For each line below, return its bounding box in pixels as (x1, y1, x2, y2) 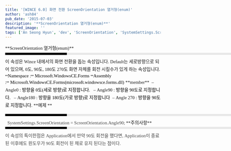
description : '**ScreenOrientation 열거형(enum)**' (5, 21, 111, 26)
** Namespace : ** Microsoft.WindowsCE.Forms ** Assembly (5, 73, 112, 79)
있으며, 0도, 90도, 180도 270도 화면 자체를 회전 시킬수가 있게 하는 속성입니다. (10, 67, 160, 72)
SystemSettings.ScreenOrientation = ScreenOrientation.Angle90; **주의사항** (7, 120, 152, 125)
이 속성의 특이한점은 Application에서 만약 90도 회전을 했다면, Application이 (5, 133, 151, 138)
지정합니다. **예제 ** (10, 103, 52, 108)
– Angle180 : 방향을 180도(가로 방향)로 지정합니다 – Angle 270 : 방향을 (14, 95, 151, 101)
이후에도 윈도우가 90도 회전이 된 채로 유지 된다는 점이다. (10, 141, 121, 146)
